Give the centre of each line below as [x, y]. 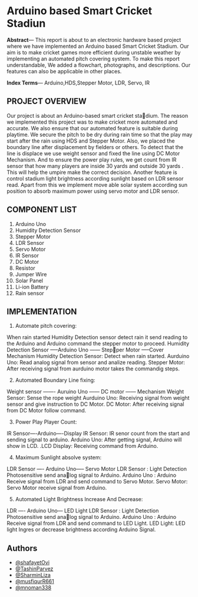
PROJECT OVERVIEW [47, 101]
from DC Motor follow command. [47, 411]
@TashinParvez [34, 569]
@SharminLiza [33, 575]
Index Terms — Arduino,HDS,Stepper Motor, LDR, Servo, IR [78, 83]
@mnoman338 [33, 588]
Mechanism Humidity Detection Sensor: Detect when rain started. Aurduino [98, 356]
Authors [22, 548]
